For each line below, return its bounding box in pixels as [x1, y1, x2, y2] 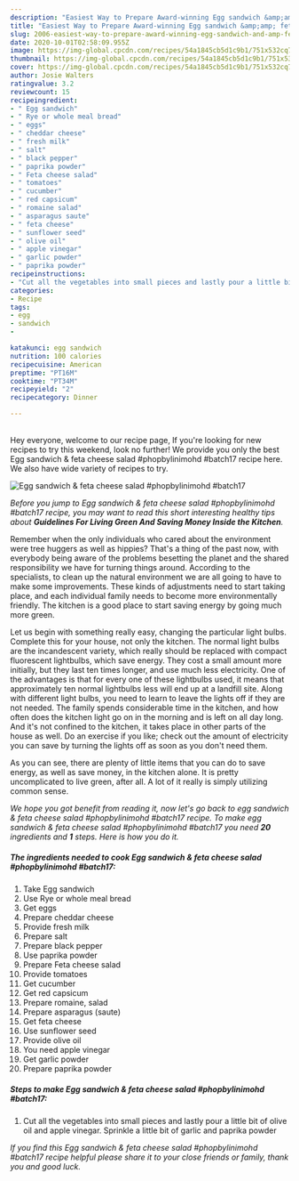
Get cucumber [22, 978, 76, 989]
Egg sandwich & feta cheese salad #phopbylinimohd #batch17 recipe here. [10, 454, 283, 464]
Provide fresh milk [22, 921, 90, 932]
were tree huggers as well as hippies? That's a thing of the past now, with [10, 544, 279, 554]
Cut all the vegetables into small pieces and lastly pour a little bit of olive [22, 1115, 287, 1126]
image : [10, 46, 35, 55]
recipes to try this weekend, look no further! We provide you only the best [10, 444, 280, 455]
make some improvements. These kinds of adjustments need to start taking [10, 581, 286, 592]
